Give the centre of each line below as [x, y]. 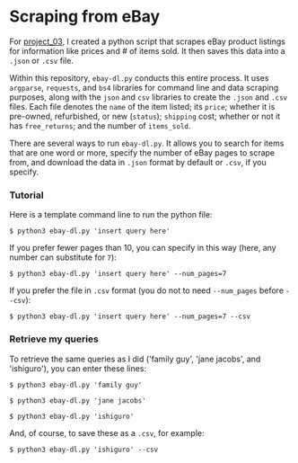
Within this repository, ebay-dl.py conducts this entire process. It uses [139, 77]
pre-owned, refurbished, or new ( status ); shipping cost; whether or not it [145, 116]
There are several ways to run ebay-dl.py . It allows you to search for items [147, 143]
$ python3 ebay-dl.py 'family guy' [76, 385]
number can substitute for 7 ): [63, 257]
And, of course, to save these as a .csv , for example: [107, 432]
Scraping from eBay [85, 17]
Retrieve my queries [54, 339]
